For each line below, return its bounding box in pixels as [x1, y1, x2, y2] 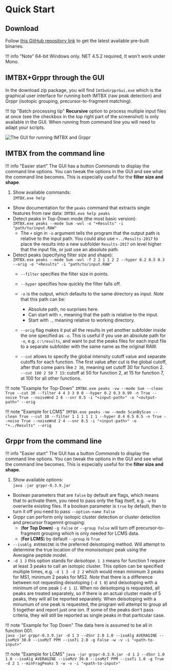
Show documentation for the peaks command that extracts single [12, 204, 150, 211]
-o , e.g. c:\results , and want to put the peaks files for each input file [20, 338, 167, 344]
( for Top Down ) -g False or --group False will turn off [20, 525, 135, 531]
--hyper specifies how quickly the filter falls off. [20, 281, 121, 287]
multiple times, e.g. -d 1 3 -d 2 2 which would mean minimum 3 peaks [12, 569, 164, 575]
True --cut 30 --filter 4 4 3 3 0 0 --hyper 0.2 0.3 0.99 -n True [5, 390, 150, 396]
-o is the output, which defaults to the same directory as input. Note [20, 290, 164, 296]
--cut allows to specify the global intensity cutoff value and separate [20, 353, 166, 359]
